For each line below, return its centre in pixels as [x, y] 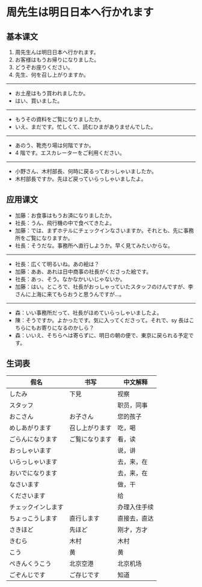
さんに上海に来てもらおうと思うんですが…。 [70, 294]
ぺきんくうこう [30, 563]
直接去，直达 [136, 518]
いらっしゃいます [34, 462]
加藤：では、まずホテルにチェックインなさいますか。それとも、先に [99, 230]
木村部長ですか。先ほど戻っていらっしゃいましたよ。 [81, 179]
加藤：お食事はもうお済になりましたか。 [65, 215]
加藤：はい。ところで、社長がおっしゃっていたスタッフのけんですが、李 [104, 287]
